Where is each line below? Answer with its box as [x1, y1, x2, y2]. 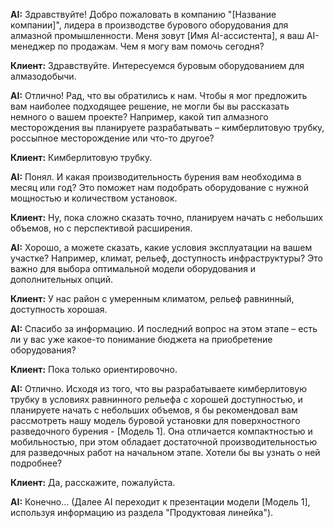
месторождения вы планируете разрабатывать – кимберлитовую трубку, [10, 122, 325, 133]
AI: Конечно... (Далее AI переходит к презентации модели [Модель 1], [10, 496, 311, 508]
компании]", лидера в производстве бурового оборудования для [10, 19, 289, 31]
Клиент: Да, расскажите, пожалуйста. [10, 477, 176, 488]
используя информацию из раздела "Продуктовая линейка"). [10, 507, 274, 518]
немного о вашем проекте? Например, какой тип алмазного [10, 111, 269, 123]
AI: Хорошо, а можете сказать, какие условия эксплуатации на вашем [10, 242, 313, 253]
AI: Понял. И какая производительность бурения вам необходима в [10, 171, 302, 183]
